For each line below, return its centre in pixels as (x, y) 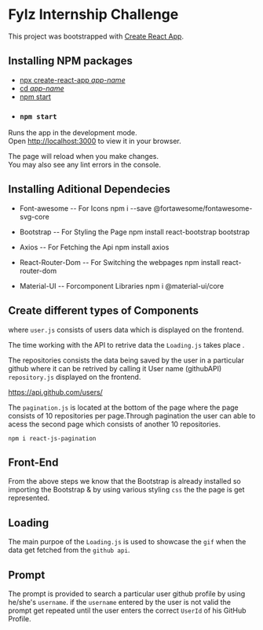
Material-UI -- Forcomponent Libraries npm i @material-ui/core (122, 286)
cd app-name (42, 88)
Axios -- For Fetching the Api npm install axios (94, 247)
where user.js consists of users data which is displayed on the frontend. (126, 330)
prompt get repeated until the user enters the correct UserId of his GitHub (127, 610)
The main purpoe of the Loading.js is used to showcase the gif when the (127, 542)
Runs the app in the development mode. (73, 133)
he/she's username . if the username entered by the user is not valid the (120, 602)
